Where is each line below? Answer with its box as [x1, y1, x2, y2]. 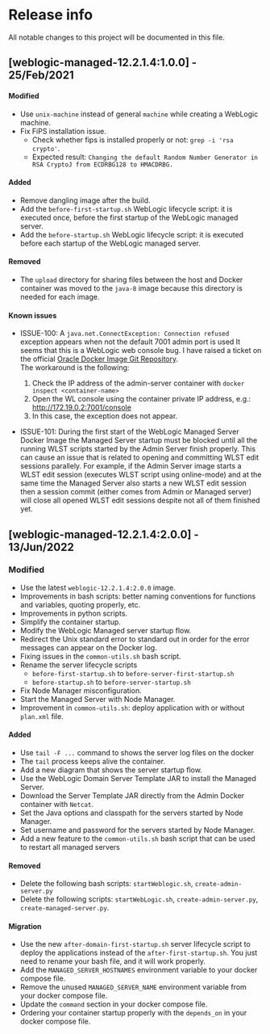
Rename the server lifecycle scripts [19, 660, 138, 670]
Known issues [8, 310, 57, 320]
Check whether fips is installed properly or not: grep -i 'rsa [31, 135, 234, 145]
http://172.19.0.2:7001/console [31, 402, 131, 413]
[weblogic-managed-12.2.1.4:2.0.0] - [8, 528, 199, 541]
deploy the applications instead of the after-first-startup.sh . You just [19, 948, 258, 958]
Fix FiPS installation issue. [19, 126, 106, 136]
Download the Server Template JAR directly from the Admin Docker [19, 791, 244, 801]
